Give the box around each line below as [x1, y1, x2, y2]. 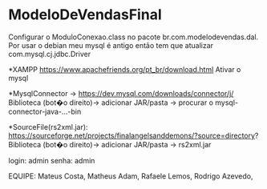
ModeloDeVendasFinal [8, 6, 162, 24]
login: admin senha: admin [8, 155, 95, 165]
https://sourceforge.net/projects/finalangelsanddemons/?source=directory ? [8, 131, 259, 140]
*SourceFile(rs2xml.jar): [8, 122, 88, 131]
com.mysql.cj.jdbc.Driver [8, 49, 91, 58]
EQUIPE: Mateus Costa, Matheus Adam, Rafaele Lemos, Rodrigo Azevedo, [8, 171, 253, 181]
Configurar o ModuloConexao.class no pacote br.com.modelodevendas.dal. [8, 32, 259, 42]
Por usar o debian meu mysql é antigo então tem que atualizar [8, 40, 214, 50]
